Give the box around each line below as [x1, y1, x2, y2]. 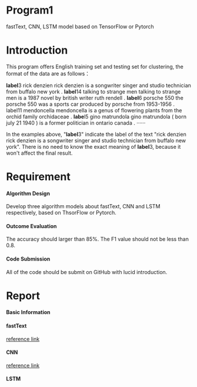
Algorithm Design [6, 189, 50, 197]
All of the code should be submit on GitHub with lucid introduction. [6, 268, 168, 275]
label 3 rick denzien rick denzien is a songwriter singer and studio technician [6, 82, 191, 89]
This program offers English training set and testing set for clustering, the [6, 63, 183, 70]
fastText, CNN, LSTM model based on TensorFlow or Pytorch [6, 23, 154, 30]
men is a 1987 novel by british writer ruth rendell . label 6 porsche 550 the [6, 94, 183, 101]
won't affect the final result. [6, 149, 73, 156]
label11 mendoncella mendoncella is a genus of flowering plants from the [6, 106, 182, 114]
